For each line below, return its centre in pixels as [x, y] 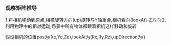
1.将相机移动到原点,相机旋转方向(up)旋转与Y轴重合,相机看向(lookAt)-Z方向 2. [86, 20]
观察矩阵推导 [21, 8]
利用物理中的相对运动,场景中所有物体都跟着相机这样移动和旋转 [71, 26]
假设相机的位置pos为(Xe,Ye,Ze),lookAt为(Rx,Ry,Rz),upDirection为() [76, 37]
